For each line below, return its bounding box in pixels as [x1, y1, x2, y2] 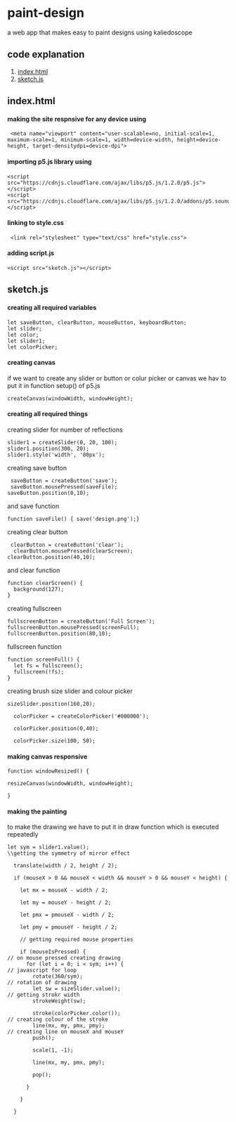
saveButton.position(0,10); [7, 489, 90, 496]
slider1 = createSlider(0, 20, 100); [7, 439, 118, 446]
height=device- [176, 136, 221, 143]
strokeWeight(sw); [32, 998, 86, 1005]
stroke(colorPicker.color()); [32, 1010, 121, 1017]
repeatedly [7, 830, 39, 839]
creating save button [7, 463, 67, 472]
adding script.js [7, 249, 55, 257]
